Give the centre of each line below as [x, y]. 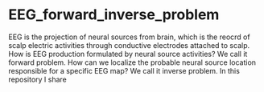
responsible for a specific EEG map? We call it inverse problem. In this [124, 70]
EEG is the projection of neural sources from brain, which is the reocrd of [130, 37]
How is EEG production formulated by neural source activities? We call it [128, 54]
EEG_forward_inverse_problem [114, 15]
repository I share [37, 79]
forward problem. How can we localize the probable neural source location [132, 62]
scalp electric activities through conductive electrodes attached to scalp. [129, 45]
